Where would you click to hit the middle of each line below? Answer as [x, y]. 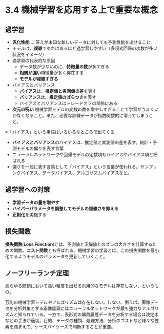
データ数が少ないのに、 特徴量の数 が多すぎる [64, 67]
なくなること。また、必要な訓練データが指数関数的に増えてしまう [83, 115]
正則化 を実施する [29, 214]
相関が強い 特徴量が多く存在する [51, 73]
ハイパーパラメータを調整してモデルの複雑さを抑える [65, 209]
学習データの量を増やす [36, 202]
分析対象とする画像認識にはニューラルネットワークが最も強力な [78, 309]
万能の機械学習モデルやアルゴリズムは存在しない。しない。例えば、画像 [78, 302]
